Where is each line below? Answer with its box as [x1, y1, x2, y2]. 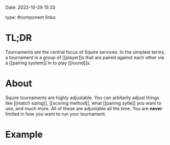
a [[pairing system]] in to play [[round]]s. [5, 60, 91, 66]
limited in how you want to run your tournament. [5, 111, 106, 117]
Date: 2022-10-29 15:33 [5, 5, 56, 10]
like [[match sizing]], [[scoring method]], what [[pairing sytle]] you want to [5, 100, 162, 106]
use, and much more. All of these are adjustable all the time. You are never [5, 105, 162, 111]
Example [5, 129, 43, 140]
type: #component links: [5, 14, 57, 20]
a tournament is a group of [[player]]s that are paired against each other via [5, 54, 164, 60]
